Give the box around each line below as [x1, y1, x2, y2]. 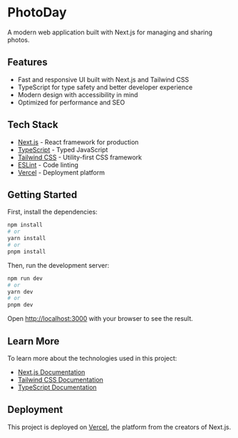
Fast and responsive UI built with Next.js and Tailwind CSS [17, 75, 190, 84]
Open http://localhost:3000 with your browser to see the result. [7, 314, 194, 323]
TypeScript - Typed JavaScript [17, 145, 108, 154]
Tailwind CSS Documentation [17, 375, 103, 384]
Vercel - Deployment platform [17, 168, 105, 176]
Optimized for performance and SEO [17, 98, 125, 106]
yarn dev [7, 288, 33, 295]
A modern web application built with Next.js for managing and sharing [7, 28, 212, 36]
